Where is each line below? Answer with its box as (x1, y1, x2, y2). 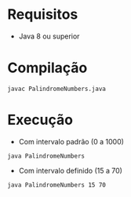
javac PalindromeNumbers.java (7, 85, 107, 93)
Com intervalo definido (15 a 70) (18, 166, 123, 175)
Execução (7, 111, 74, 129)
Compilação (7, 59, 88, 77)
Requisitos (7, 5, 78, 24)
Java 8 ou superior (18, 31, 80, 41)
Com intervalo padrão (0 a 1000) (18, 137, 125, 146)
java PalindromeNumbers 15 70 (7, 181, 107, 189)
